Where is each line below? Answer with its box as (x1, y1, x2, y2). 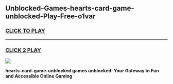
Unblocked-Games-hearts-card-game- (5, 4, 134, 13)
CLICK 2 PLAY (5, 46, 41, 53)
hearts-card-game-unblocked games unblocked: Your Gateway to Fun (5, 67, 160, 73)
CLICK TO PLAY (5, 27, 45, 35)
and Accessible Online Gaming (5, 73, 73, 79)
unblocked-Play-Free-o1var (5, 12, 96, 21)
